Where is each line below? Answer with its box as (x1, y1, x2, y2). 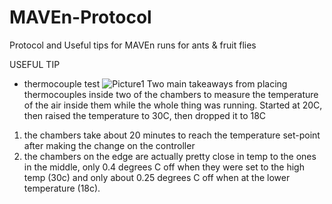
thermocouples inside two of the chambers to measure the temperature (23, 88, 319, 100)
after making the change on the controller (23, 139, 196, 151)
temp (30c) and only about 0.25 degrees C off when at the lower (23, 171, 291, 183)
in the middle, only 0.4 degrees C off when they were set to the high (23, 161, 305, 173)
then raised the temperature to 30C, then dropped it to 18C (23, 109, 267, 121)
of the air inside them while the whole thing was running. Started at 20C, (23, 99, 323, 111)
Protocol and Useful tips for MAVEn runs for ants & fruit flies (9, 39, 257, 51)
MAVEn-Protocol (9, 6, 152, 29)
